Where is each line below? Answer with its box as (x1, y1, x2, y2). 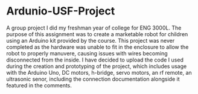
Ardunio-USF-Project (6, 4, 115, 18)
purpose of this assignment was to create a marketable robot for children (6, 30, 188, 37)
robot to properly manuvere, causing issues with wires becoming (6, 49, 168, 57)
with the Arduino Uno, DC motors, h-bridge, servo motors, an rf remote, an (6, 69, 192, 76)
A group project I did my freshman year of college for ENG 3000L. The (6, 24, 182, 31)
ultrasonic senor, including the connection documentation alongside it (6, 75, 180, 83)
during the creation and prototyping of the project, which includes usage (6, 62, 187, 70)
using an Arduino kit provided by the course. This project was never (6, 37, 175, 44)
